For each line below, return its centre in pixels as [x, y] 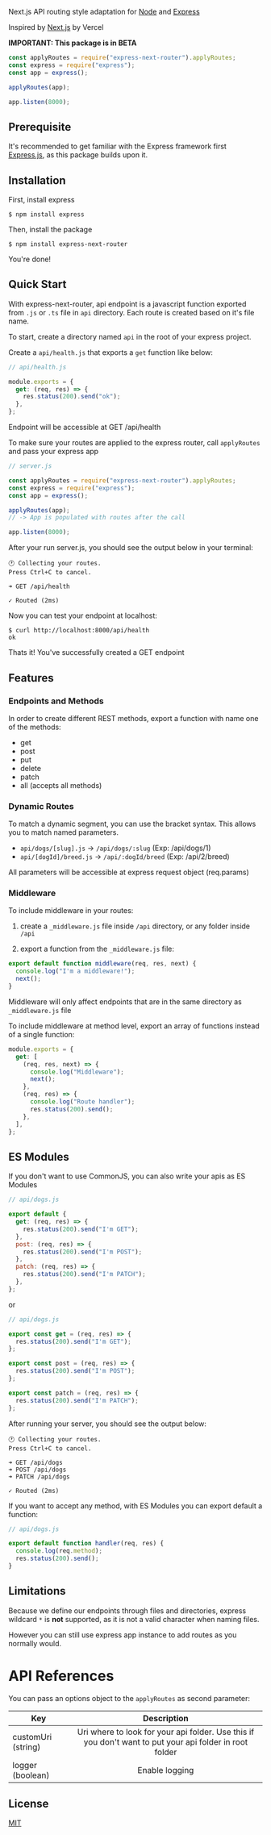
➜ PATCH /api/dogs [39, 1476]
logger [25, 1765]
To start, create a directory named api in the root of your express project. [130, 336]
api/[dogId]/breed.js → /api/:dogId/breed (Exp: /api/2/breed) [125, 857]
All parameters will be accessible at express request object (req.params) [129, 872]
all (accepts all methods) [61, 785]
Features [31, 678]
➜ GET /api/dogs [35, 1462]
